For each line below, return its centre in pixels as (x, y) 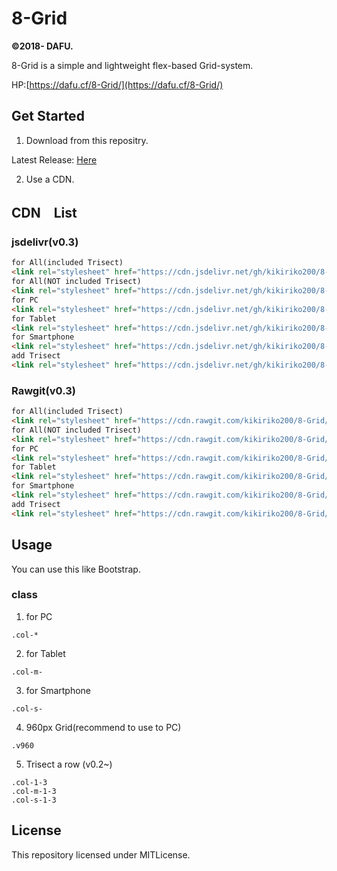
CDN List (44, 213)
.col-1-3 (29, 782)
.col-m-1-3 (34, 791)
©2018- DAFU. (42, 46)
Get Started (48, 116)
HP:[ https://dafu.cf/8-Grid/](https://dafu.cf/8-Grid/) (117, 84)
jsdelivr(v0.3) (45, 242)
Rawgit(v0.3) (43, 390)
